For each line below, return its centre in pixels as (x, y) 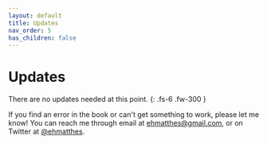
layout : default (35, 16)
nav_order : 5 (30, 30)
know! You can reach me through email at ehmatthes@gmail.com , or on (126, 123)
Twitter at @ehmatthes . (47, 131)
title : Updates (33, 23)
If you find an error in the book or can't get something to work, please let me (134, 115)
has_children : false (43, 38)
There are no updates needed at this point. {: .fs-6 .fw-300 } (108, 99)
